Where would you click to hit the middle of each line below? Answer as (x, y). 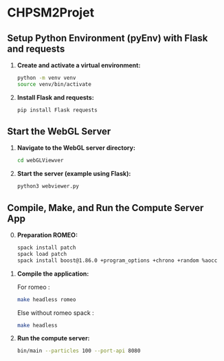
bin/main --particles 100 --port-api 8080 (79, 351)
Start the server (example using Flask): (74, 174)
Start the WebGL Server (59, 132)
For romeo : (33, 287)
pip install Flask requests (57, 110)
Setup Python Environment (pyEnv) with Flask (108, 38)
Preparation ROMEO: (47, 235)
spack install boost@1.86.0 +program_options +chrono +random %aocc (117, 260)
